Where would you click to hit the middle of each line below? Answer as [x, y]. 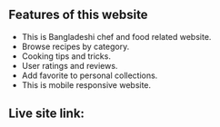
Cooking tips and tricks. [66, 56]
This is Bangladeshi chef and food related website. [116, 36]
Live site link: [47, 114]
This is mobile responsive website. [86, 84]
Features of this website [78, 15]
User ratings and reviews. [70, 65]
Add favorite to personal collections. [90, 75]
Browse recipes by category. [75, 46]
